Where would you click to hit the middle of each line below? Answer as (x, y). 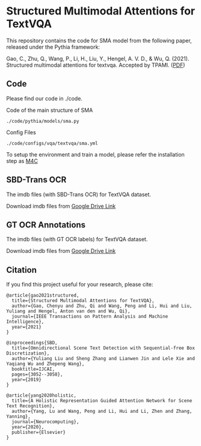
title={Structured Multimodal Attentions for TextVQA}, (83, 301)
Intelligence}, (25, 322)
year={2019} (27, 380)
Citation (22, 270)
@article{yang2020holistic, (42, 395)
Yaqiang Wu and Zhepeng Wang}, (45, 364)
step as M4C (22, 161)
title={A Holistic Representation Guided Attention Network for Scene (102, 401)
